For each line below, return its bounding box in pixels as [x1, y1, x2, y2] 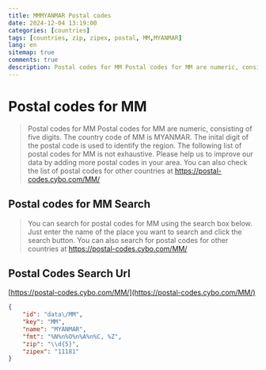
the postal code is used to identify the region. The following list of [27, 141, 242, 150]
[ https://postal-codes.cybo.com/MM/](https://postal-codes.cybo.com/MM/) [8, 287, 256, 298]
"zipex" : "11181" [22, 347, 80, 356]
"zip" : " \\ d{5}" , [22, 340, 80, 348]
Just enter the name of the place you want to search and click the [27, 227, 243, 237]
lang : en [8, 41, 37, 49]
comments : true [8, 56, 59, 64]
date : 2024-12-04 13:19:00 [8, 19, 97, 27]
